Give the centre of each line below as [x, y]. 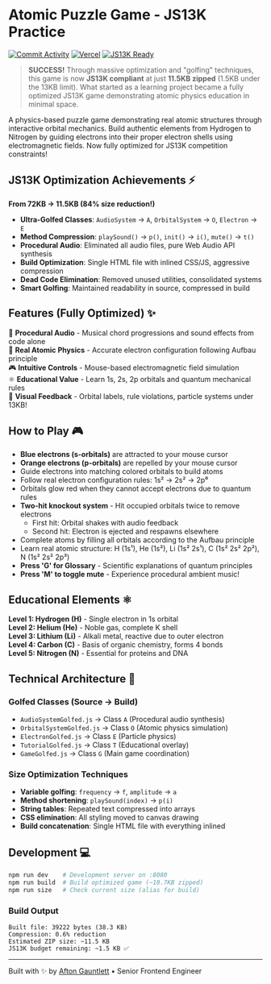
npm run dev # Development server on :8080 [88, 875]
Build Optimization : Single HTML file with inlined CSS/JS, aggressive [135, 262]
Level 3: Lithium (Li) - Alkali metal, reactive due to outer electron [116, 636]
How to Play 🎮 [46, 431]
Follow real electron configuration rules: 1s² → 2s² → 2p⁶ [114, 480]
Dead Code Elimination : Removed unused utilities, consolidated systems [141, 279]
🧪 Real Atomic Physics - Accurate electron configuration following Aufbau [132, 350]
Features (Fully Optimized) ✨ [82, 313]
